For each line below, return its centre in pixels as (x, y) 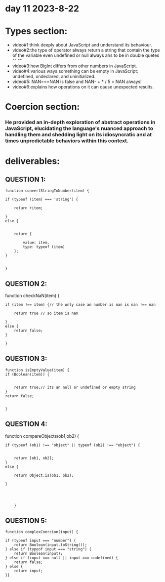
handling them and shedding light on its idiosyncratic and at (79, 135)
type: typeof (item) (44, 247)
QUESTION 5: (26, 521)
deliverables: (33, 161)
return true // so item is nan (46, 313)
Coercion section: (42, 107)
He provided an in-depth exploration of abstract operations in (80, 123)
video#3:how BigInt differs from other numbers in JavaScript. (75, 66)
